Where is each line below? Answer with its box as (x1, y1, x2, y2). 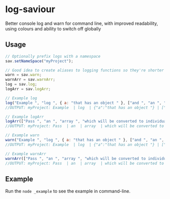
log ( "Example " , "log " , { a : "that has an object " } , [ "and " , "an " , (5, 100, 162, 105)
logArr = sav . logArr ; (5, 87, 51, 92)
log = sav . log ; (5, 82, 37, 87)
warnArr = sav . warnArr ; (5, 77, 56, 82)
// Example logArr (5, 114, 44, 120)
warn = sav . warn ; (5, 72, 42, 77)
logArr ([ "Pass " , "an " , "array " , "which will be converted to (5, 119, 144, 124)
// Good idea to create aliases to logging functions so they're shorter (5, 67, 164, 73)
